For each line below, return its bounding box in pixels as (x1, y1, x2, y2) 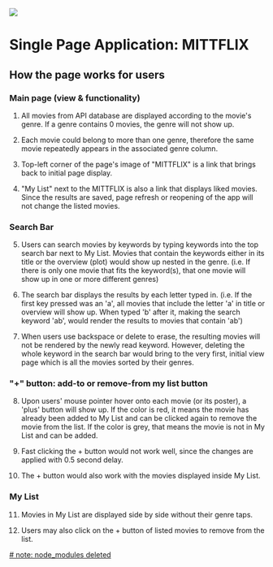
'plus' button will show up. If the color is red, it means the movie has (20, 405, 249, 414)
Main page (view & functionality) (9, 92, 141, 103)
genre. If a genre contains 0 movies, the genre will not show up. (20, 119, 235, 129)
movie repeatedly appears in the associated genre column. (20, 143, 219, 154)
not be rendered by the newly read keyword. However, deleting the (20, 340, 245, 350)
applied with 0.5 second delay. (20, 455, 124, 465)
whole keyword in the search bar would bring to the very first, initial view (20, 349, 265, 359)
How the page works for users (9, 67, 165, 81)
